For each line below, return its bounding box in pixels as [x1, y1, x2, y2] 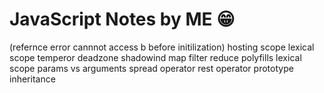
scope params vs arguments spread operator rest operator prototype [9, 62, 294, 74]
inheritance [9, 73, 56, 85]
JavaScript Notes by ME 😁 [9, 8, 236, 31]
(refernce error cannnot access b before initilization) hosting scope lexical [9, 41, 315, 53]
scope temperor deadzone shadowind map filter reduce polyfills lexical [9, 51, 302, 63]
